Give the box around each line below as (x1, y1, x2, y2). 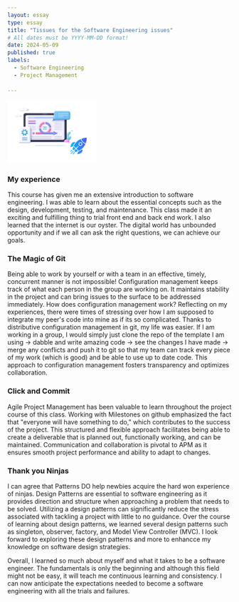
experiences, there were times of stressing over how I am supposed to (7, 307, 214, 317)
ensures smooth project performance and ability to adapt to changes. (7, 448, 211, 456)
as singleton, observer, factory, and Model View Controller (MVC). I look (7, 527, 218, 536)
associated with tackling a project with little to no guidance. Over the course (7, 512, 230, 521)
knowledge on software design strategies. (7, 542, 131, 551)
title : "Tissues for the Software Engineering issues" (7, 26, 174, 34)
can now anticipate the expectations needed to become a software (7, 578, 203, 588)
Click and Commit (7, 386, 70, 396)
